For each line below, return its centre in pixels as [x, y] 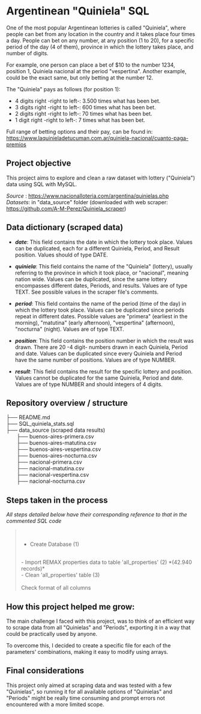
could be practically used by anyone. [52, 634]
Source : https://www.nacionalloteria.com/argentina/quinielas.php [88, 196]
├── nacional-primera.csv [49, 462]
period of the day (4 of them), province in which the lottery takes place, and [100, 47]
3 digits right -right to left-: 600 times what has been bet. [85, 107]
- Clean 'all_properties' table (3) [60, 575]
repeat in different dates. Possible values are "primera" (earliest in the [101, 316]
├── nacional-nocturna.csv [51, 481]
